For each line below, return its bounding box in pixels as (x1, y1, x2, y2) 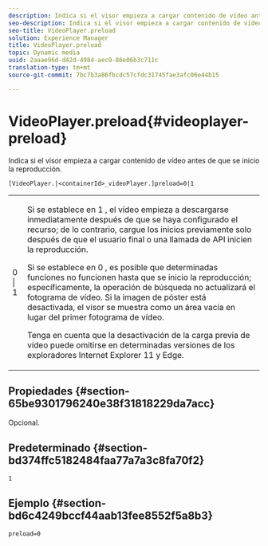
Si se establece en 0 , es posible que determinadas (26, 261, 218, 273)
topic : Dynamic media (8, 49, 81, 57)
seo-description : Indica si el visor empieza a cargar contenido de (8, 19, 241, 27)
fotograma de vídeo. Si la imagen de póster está (26, 292, 207, 303)
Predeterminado (8, 441, 91, 454)
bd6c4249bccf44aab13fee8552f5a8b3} (8, 509, 214, 522)
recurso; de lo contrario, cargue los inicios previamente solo (26, 224, 252, 235)
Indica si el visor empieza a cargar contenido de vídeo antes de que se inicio (8, 155, 260, 165)
